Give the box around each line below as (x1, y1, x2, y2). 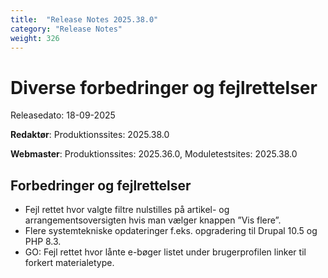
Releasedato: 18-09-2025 (10, 109, 116, 121)
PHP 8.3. (24, 236, 62, 248)
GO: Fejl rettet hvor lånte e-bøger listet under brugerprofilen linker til (24, 246, 307, 258)
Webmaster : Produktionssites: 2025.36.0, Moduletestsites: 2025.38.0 (10, 148, 298, 160)
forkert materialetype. (24, 257, 115, 269)
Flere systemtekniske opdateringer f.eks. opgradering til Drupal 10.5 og (24, 225, 318, 237)
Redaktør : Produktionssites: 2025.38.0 (10, 129, 170, 141)
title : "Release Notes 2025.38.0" (10, 14, 159, 25)
